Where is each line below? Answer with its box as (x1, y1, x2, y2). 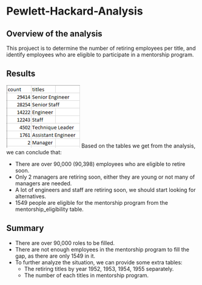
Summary (6, 223, 44, 233)
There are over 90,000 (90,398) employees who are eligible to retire (15, 160, 186, 168)
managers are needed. (15, 179, 72, 187)
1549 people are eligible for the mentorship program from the (15, 199, 169, 206)
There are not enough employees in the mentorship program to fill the (15, 246, 190, 253)
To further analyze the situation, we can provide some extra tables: (15, 258, 183, 266)
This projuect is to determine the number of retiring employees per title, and (6, 44, 196, 52)
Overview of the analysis (6, 29, 103, 39)
